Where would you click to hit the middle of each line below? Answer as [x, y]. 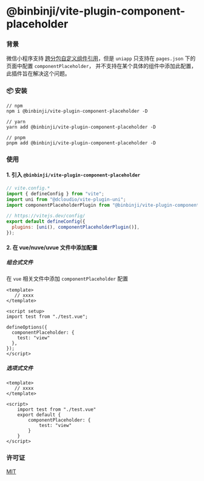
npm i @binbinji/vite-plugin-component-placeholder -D [77, 111]
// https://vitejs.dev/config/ [46, 216]
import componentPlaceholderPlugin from [58, 205]
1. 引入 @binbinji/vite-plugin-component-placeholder [73, 175]
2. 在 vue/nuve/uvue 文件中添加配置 [52, 247]
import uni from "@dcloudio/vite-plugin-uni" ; [66, 199]
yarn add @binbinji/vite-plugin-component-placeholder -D [81, 127]
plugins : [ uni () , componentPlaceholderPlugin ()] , [76, 227]
